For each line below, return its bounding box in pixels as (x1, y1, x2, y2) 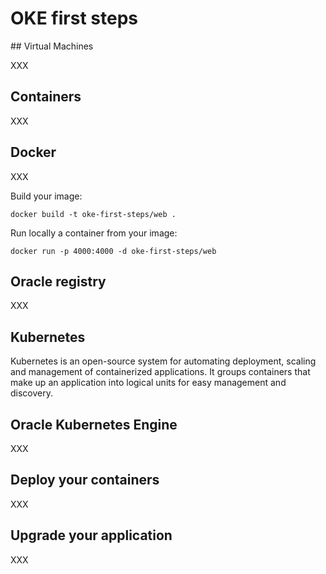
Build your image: (10, 190, 83, 202)
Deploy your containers (10, 472, 160, 489)
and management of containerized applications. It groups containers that (10, 366, 311, 378)
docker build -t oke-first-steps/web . (10, 209, 177, 219)
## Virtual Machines (10, 40, 94, 52)
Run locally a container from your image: (10, 227, 178, 239)
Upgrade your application (10, 527, 173, 544)
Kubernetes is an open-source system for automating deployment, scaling (10, 355, 317, 367)
